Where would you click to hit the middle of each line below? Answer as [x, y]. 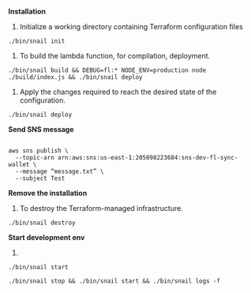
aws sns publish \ [38, 151]
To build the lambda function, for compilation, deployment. [115, 56]
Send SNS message [41, 129]
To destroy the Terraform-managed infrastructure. [101, 208]
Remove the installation [48, 193]
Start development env [47, 237]
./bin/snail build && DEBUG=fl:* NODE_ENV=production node [107, 70]
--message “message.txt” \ [60, 171]
